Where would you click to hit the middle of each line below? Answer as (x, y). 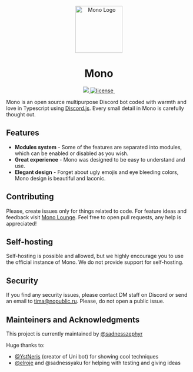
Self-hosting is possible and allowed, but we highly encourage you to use (95, 256)
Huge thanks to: (26, 345)
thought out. (21, 114)
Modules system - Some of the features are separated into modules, (98, 147)
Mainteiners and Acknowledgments (73, 319)
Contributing (30, 197)
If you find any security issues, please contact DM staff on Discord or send (97, 295)
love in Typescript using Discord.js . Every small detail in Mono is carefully (95, 108)
